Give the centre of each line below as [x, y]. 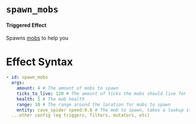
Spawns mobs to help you [37, 38]
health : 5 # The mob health [50, 99]
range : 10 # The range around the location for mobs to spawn [94, 104]
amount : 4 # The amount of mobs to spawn [67, 88]
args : [18, 83]
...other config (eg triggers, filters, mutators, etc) [80, 115]
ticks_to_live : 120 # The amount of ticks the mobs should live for [101, 94]
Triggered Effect [26, 25]
